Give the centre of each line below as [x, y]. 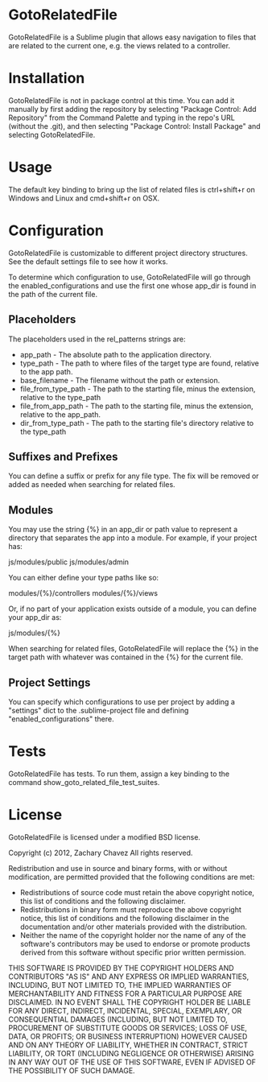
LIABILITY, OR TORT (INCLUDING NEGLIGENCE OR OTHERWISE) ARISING [132, 1053]
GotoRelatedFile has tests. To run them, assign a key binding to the [119, 774]
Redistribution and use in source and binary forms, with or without [118, 868]
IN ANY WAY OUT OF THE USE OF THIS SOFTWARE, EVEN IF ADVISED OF [132, 1062]
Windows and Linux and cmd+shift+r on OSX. [84, 198]
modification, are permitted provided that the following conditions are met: [132, 877]
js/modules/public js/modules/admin [69, 562]
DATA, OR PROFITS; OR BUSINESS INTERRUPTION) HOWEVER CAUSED [128, 1036]
